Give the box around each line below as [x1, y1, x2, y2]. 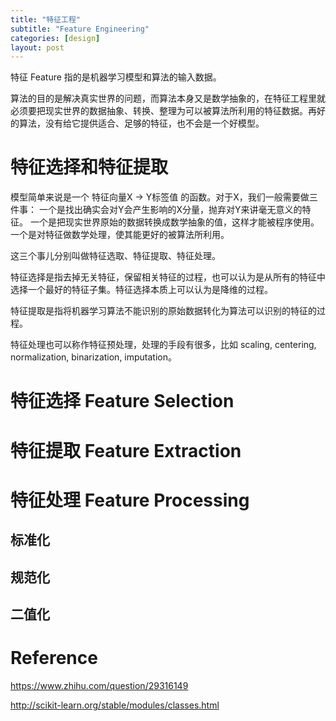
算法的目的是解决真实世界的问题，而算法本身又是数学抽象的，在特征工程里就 [10, 92, 326, 105]
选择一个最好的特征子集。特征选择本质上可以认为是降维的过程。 [10, 284, 273, 296]
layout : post [10, 42, 65, 53]
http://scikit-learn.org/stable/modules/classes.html [10, 699, 220, 711]
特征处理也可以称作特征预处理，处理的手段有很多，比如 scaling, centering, [10, 339, 317, 351]
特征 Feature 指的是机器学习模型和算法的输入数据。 [10, 71, 222, 83]
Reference [10, 647, 98, 670]
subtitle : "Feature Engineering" [10, 24, 150, 34]
